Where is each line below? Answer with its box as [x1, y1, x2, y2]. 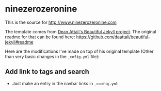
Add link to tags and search [5, 68, 90, 76]
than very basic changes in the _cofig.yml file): [5, 53, 99, 59]
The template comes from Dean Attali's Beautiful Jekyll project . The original [5, 29, 156, 34]
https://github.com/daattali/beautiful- [76, 34, 150, 40]
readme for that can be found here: [5, 34, 75, 40]
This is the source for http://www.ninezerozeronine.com [5, 19, 117, 25]
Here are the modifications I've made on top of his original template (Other [5, 48, 154, 54]
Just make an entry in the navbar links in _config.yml [12, 80, 118, 86]
